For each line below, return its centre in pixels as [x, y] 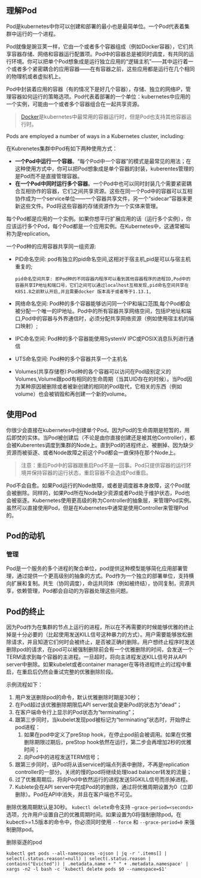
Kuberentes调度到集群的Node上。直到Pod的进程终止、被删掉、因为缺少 [105, 445]
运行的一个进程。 [37, 33]
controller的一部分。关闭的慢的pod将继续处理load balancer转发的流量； [103, 772]
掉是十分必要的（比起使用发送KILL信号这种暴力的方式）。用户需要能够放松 [97, 635]
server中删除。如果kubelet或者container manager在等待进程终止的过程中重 [99, 665]
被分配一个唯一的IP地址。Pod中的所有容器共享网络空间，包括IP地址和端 [103, 311]
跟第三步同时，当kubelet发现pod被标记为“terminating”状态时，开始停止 [103, 720]
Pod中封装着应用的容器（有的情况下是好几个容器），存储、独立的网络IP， [96, 89]
